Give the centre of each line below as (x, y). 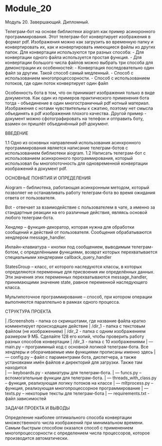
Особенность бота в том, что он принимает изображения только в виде (80, 93)
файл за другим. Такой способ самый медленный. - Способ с (69, 73)
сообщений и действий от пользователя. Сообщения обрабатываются (78, 232)
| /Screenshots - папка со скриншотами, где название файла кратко (75, 321)
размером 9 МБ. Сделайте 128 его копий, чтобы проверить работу (75, 336)
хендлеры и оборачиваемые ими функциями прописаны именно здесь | (80, 352)
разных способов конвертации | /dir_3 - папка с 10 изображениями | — (79, 341)
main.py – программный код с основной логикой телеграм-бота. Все (77, 347)
